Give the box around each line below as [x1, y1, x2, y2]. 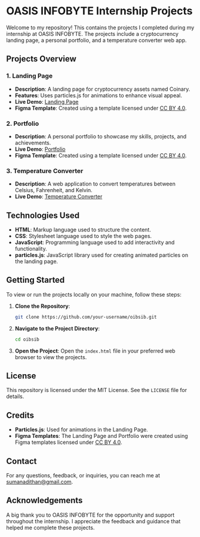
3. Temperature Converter [6, 166, 84, 175]
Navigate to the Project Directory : [14, 325, 100, 332]
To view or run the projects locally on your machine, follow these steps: [6, 291, 182, 298]
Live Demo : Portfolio [14, 145, 66, 153]
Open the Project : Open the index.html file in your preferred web [14, 347, 176, 354]
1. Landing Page [6, 72, 53, 80]
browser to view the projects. [14, 353, 87, 360]
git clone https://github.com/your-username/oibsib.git [14, 314, 157, 320]
